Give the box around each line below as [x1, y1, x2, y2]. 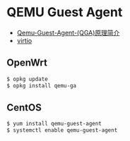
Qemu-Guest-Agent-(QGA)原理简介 [16, 28, 120, 37]
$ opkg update [6, 75, 49, 82]
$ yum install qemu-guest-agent [6, 121, 102, 128]
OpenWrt [6, 57, 47, 69]
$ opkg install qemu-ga [6, 82, 77, 89]
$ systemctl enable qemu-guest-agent [6, 127, 118, 134]
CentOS [6, 102, 42, 114]
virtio [16, 36, 32, 44]
